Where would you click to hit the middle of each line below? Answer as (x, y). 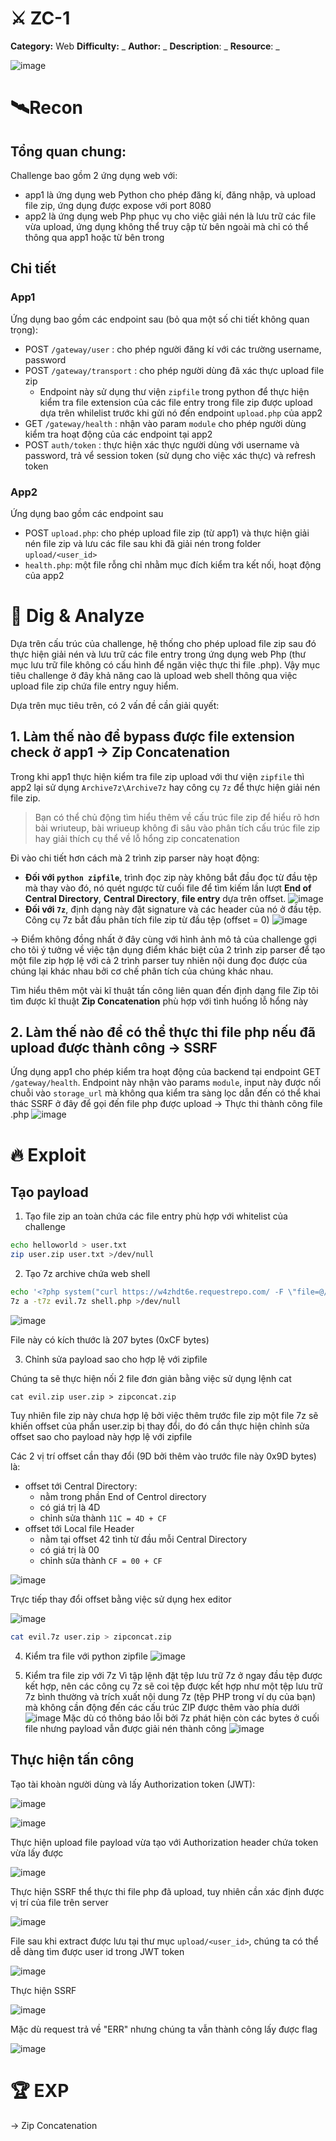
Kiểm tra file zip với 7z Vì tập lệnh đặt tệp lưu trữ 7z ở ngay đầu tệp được (173, 1675)
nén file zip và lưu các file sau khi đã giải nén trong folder (143, 543)
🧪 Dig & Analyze (77, 616)
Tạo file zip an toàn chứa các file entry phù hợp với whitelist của (156, 1216)
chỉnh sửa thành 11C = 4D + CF (103, 1518)
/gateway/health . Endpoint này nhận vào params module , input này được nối (166, 1083)
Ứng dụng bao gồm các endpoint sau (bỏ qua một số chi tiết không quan (160, 319)
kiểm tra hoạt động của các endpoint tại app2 (118, 434)
